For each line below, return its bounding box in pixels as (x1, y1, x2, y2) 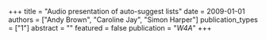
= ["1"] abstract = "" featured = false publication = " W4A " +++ (8, 24, 212, 32)
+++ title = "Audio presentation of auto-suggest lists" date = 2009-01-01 (8, 7, 245, 16)
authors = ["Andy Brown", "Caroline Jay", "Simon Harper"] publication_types (8, 15, 258, 24)
